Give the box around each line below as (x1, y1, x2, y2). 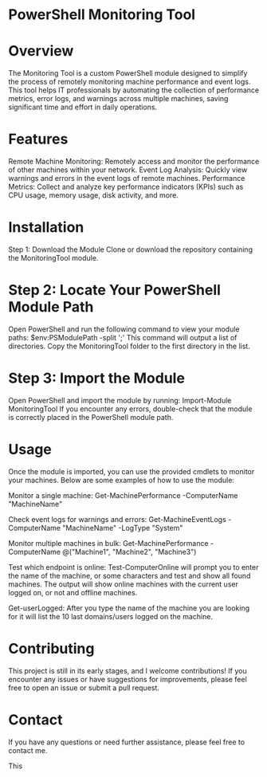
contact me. (8, 745, 48, 755)
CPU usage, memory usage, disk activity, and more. (8, 190, 179, 200)
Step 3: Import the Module (8, 369, 186, 387)
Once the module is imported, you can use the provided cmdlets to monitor (8, 466, 255, 476)
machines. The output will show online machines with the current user (8, 579, 239, 589)
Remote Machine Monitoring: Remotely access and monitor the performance (8, 157, 260, 167)
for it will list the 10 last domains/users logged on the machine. (8, 611, 214, 621)
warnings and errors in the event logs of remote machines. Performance (8, 174, 245, 183)
